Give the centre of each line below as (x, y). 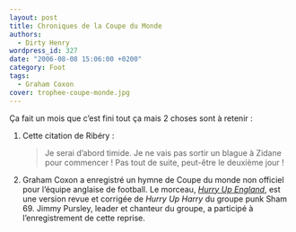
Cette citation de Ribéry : (68, 135)
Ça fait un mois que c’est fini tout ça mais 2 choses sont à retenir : (131, 118)
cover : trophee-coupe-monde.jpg (70, 92)
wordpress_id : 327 (44, 51)
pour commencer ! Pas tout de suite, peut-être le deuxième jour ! (164, 162)
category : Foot (38, 68)
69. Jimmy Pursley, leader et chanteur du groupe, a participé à (138, 208)
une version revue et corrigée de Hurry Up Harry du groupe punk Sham (155, 199)
